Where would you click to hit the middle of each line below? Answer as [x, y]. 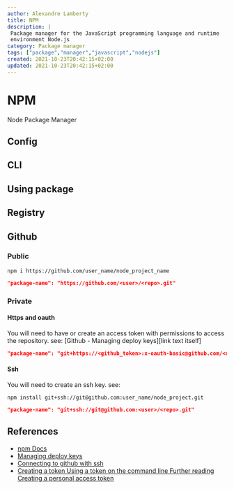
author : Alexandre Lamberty [48, 14]
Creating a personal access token [65, 478]
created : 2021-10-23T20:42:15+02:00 [60, 59]
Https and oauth [31, 318]
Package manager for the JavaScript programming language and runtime [115, 33]
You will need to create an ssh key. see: [64, 384]
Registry [26, 213]
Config [22, 141]
